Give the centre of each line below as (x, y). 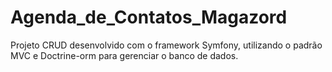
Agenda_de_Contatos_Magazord (149, 17)
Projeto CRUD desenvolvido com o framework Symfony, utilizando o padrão (166, 45)
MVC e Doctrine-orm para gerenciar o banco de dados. (124, 55)
